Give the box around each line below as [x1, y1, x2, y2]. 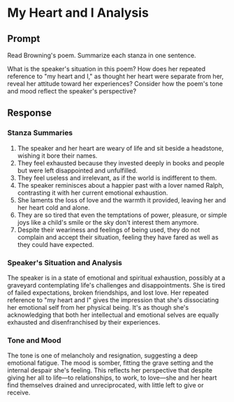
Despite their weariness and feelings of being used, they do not [17, 225, 200, 234]
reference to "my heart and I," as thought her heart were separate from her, [7, 72, 224, 80]
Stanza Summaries [7, 128, 73, 137]
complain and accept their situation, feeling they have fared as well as [17, 232, 219, 241]
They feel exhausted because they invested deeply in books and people [17, 158, 225, 167]
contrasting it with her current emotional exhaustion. [17, 188, 168, 197]
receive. [7, 389, 31, 397]
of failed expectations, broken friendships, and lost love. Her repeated [7, 288, 209, 297]
